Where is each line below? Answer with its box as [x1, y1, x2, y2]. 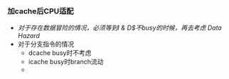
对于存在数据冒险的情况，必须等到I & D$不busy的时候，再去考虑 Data [17, 23, 222, 32]
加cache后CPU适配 [7, 6, 74, 16]
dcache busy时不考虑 [28, 49, 92, 57]
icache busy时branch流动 [28, 58, 104, 66]
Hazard [17, 32, 41, 40]
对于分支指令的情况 [17, 40, 75, 49]
